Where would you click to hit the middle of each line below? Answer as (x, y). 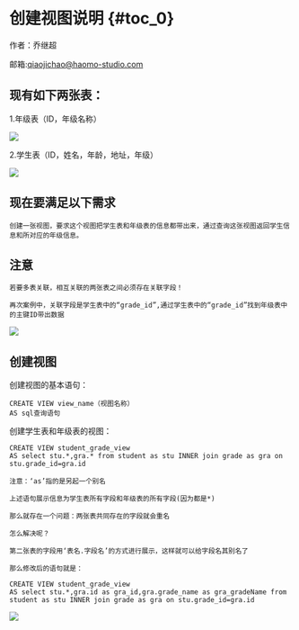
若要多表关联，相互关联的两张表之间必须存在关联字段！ (97, 288)
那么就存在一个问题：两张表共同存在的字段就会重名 (90, 517)
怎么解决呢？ (30, 534)
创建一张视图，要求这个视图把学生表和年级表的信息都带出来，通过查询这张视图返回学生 (146, 226)
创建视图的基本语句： (48, 385)
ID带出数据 (47, 315)
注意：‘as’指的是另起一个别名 (57, 481)
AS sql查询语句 (35, 414)
